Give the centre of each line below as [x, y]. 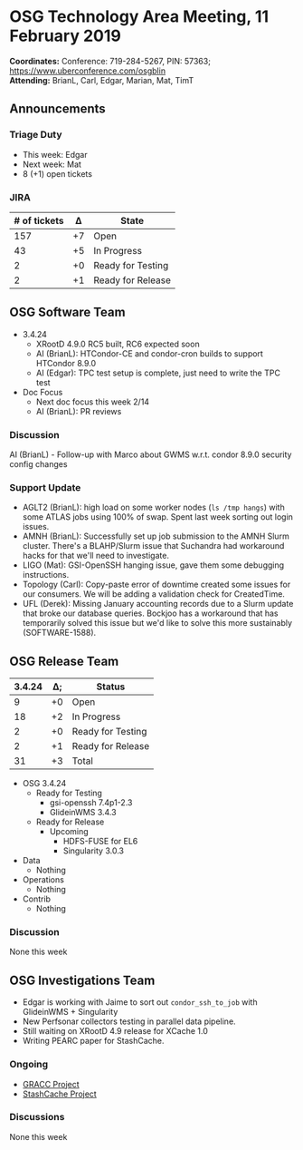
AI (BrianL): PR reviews [79, 411]
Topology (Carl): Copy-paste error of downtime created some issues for [156, 585]
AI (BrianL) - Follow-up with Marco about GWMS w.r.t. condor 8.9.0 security [151, 454]
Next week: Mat [52, 164]
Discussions [37, 1117]
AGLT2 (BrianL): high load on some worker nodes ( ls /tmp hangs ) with [153, 507]
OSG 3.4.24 [44, 784]
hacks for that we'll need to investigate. [96, 556]
